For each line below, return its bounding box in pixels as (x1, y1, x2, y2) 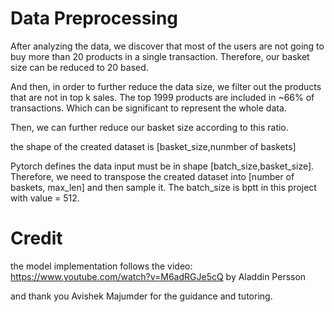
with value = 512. (10, 192, 80, 204)
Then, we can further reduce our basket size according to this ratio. (10, 121, 289, 133)
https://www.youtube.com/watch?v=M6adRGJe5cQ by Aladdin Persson (10, 270, 307, 282)
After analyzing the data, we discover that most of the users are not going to (10, 40, 325, 52)
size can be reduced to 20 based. (10, 61, 149, 73)
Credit (10, 227, 63, 250)
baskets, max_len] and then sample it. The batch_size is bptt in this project (10, 181, 317, 193)
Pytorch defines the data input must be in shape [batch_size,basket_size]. (10, 160, 315, 172)
